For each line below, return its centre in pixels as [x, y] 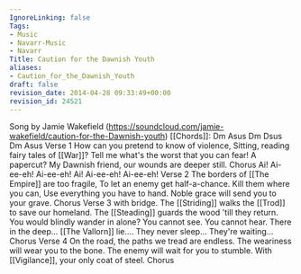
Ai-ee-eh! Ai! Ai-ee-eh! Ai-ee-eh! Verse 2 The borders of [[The [152, 174]
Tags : [19, 26]
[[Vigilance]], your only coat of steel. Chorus [92, 261]
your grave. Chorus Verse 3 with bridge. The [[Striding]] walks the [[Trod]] [147, 203]
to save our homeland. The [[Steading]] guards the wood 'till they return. [144, 213]
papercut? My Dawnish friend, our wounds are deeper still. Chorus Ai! [139, 165]
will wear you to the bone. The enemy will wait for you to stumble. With [141, 251]
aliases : [26, 68]
